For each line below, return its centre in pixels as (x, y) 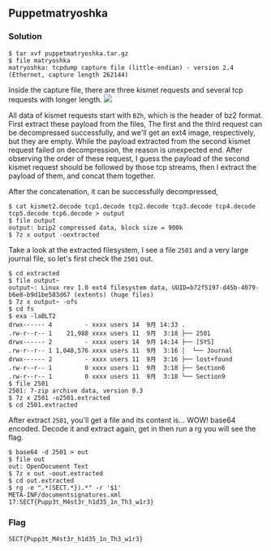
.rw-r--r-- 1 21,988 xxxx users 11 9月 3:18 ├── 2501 (110, 333)
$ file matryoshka (39, 60)
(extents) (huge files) (114, 295)
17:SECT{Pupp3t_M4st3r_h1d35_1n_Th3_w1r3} (81, 502)
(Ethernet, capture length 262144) (69, 75)
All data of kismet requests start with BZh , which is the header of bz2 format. (136, 115)
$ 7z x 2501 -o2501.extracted (60, 397)
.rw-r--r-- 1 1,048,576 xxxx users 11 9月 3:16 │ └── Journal (120, 350)
